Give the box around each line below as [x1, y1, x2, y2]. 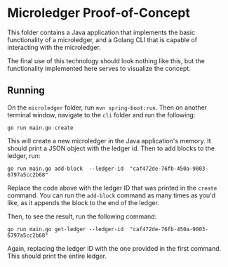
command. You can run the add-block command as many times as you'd [7, 191, 216, 200]
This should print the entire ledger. [7, 252, 107, 260]
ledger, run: [7, 151, 41, 159]
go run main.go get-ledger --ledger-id [7, 226, 124, 233]
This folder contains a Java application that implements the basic [7, 28, 195, 37]
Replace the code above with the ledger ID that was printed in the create [7, 183, 217, 192]
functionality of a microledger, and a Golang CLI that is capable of [7, 35, 198, 44]
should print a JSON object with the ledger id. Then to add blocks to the [7, 144, 215, 152]
